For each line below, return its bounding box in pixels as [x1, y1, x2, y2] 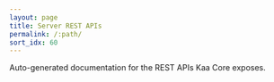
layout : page [9, 12, 58, 22]
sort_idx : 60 [9, 37, 58, 47]
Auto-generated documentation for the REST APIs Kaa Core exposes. [9, 62, 267, 73]
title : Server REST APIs [9, 21, 102, 30]
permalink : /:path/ [9, 29, 83, 38]
